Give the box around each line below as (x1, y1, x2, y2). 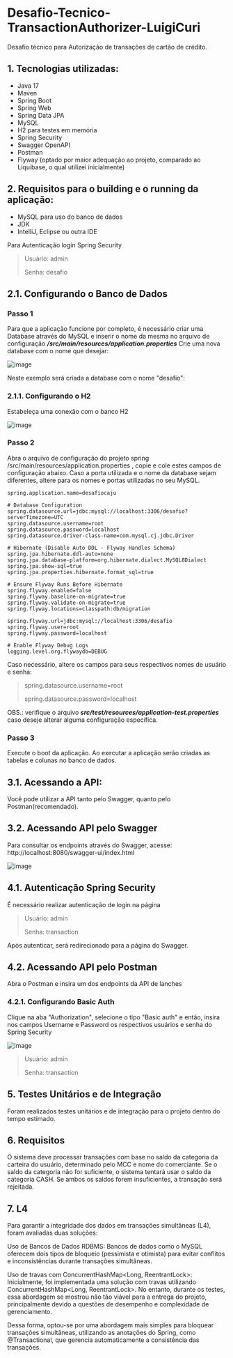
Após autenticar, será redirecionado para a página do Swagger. (7, 941, 189, 949)
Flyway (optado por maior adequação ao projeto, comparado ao (17, 155, 201, 164)
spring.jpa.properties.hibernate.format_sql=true (7, 569, 154, 576)
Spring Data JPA (17, 111, 65, 119)
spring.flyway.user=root (7, 624, 79, 631)
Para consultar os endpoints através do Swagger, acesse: (7, 841, 172, 849)
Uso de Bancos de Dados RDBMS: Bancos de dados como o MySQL (7, 1242, 203, 1251)
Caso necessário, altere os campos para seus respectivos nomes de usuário (7, 660, 227, 668)
